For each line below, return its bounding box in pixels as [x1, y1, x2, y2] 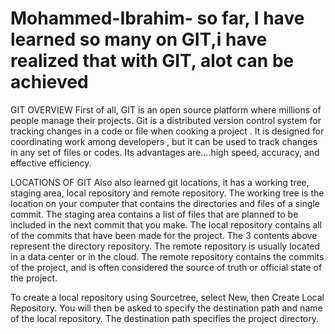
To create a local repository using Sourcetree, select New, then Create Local [10, 291, 325, 303]
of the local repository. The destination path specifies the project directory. [10, 312, 320, 324]
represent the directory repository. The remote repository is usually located [10, 240, 321, 252]
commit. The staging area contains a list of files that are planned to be [10, 208, 299, 220]
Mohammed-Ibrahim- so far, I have [10, 7, 305, 30]
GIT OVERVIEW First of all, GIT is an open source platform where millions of [10, 103, 322, 116]
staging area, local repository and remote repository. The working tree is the [10, 187, 325, 199]
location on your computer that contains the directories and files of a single [10, 197, 320, 209]
